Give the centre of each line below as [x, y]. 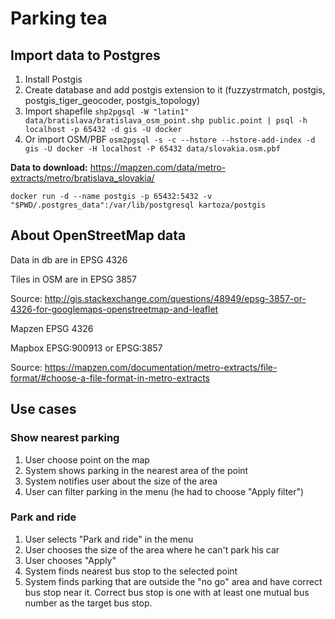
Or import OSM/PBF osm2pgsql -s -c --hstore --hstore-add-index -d [170, 139]
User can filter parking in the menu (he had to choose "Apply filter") [164, 491]
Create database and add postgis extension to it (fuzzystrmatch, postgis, [175, 90]
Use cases [43, 409]
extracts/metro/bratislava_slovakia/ [82, 178]
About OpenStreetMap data [98, 235]
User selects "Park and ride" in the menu [109, 539]
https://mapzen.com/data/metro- [158, 167]
